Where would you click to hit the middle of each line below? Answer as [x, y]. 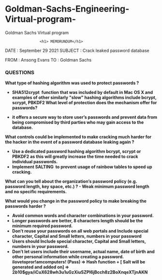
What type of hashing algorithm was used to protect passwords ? [72, 83]
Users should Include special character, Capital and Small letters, [79, 241]
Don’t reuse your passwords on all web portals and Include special [80, 231]
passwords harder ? [25, 206]
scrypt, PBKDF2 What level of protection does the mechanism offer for [84, 103]
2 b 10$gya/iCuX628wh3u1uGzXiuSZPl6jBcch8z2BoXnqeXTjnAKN [80, 272]
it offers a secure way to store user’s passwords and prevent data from [85, 117]
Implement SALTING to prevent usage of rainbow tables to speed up [82, 167]
